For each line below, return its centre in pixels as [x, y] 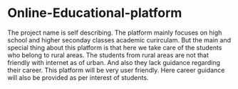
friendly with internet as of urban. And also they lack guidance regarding [114, 62]
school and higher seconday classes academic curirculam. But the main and [119, 40]
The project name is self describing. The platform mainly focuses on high [115, 32]
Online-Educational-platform [95, 13]
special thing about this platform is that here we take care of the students [115, 47]
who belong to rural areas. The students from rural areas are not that [108, 55]
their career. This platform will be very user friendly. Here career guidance [116, 70]
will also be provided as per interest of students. [78, 77]
